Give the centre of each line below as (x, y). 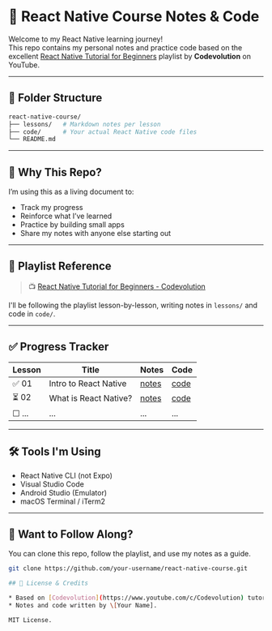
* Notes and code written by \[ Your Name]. (83, 605)
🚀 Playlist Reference (60, 266)
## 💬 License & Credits (49, 583)
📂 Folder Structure (55, 98)
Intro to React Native (88, 383)
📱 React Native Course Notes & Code (134, 17)
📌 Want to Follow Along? (71, 534)
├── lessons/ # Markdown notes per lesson (85, 124)
